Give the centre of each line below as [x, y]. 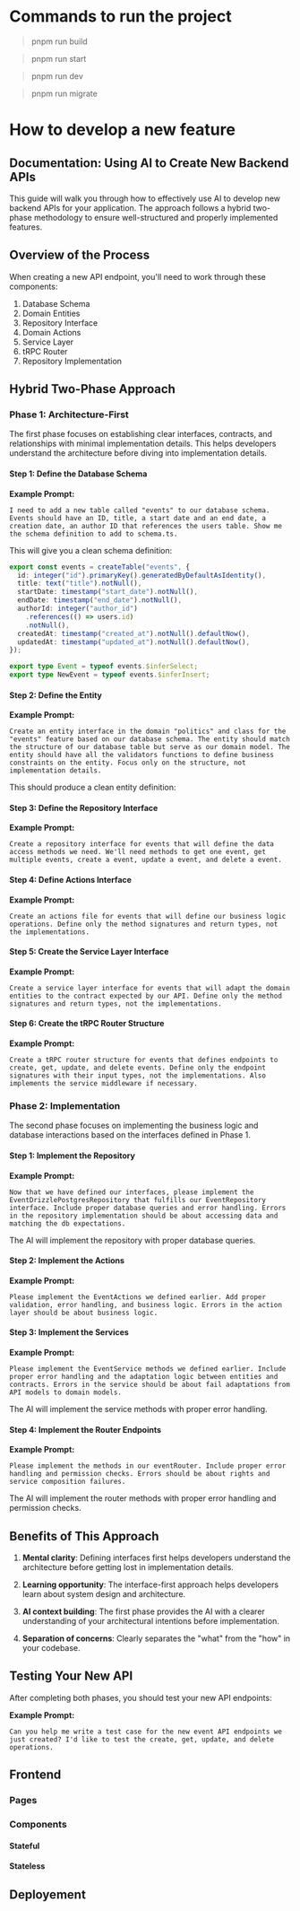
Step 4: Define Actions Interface [71, 880]
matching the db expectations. [68, 1223]
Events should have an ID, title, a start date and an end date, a [138, 518]
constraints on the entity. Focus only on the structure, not [128, 763]
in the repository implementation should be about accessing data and [144, 1216]
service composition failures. [68, 1482]
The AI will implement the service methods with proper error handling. [138, 1409]
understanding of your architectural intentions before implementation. [150, 1620]
